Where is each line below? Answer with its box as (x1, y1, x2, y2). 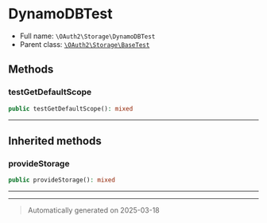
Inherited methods (8, 134, 102, 147)
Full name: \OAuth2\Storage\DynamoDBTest (19, 31, 156, 41)
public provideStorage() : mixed (8, 176, 115, 184)
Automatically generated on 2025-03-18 (27, 205, 161, 215)
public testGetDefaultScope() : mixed (8, 104, 133, 112)
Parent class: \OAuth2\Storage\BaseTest (19, 39, 150, 49)
